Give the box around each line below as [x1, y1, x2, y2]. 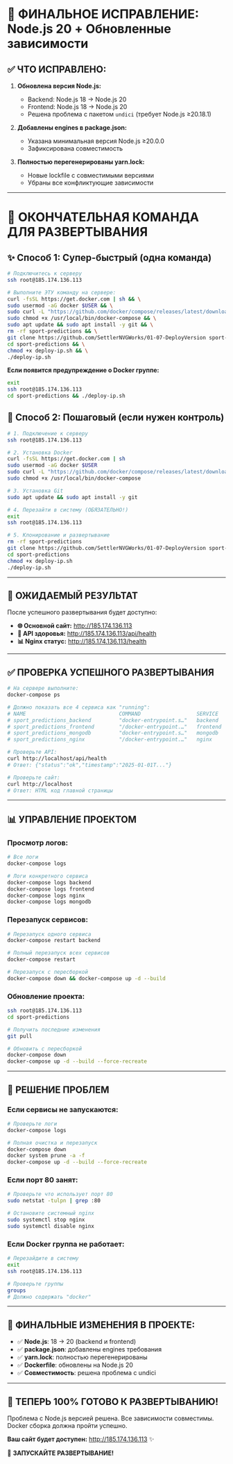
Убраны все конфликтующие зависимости [27, 178, 154, 187]
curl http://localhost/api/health [7, 755, 107, 762]
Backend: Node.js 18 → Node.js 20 [27, 95, 127, 103]
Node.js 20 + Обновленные [7, 21, 171, 37]
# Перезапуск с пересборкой [7, 968, 89, 976]
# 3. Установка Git [7, 487, 64, 494]
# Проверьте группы [7, 1280, 64, 1287]
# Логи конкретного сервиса [7, 873, 89, 880]
